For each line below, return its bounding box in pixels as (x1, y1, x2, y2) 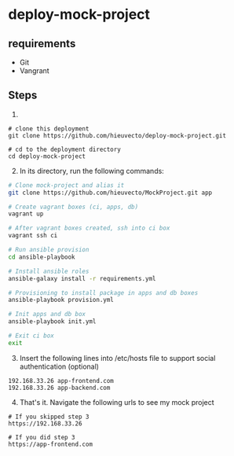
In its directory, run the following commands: (19, 166, 165, 175)
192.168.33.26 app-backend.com (8, 384, 111, 392)
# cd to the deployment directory (8, 145, 122, 153)
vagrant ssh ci (8, 232, 58, 240)
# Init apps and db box (8, 311, 86, 318)
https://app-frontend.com (8, 440, 93, 448)
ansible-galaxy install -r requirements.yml (8, 274, 156, 282)
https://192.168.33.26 (8, 419, 82, 428)
